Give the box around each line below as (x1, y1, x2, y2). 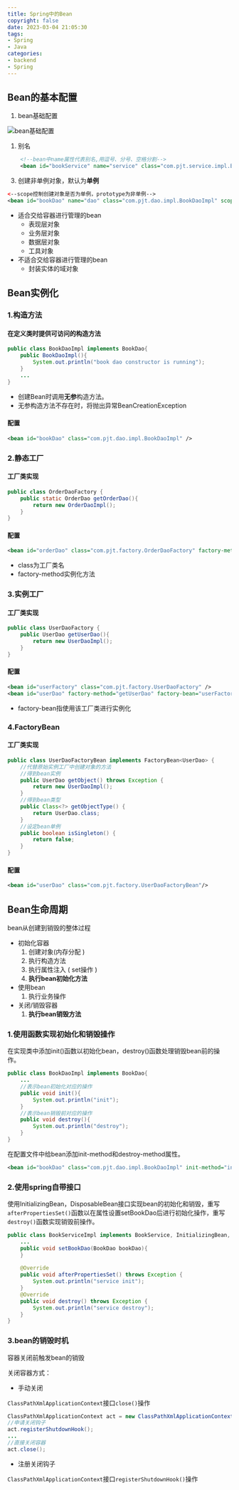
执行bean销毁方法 (28, 1009, 82, 1018)
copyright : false (7, 17, 59, 24)
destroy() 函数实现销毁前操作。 (7, 1218, 99, 1226)
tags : (7, 30, 23, 38)
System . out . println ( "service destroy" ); (33, 1304, 154, 1311)
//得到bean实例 (20, 770, 61, 777)
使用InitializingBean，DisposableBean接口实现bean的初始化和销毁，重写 (7, 1200, 221, 1208)
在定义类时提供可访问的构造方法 (7, 329, 101, 338)
